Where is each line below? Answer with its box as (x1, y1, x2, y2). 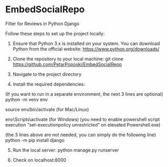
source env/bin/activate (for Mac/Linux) (5, 106, 89, 112)
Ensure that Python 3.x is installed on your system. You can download (12, 40, 160, 47)
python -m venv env (5, 96, 48, 102)
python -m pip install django (5, 137, 65, 143)
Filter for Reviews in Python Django (5, 20, 79, 27)
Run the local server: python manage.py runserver (12, 147, 119, 153)
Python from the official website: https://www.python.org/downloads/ (12, 46, 160, 52)
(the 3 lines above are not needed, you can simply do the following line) (5, 132, 156, 138)
